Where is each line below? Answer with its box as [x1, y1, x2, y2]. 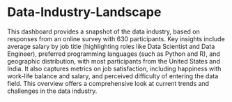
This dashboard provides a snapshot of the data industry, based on [7, 27, 201, 36]
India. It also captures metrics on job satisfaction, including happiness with [7, 64, 222, 73]
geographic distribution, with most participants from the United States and [7, 57, 221, 65]
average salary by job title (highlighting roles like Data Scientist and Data [7, 42, 215, 50]
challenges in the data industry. [7, 87, 98, 95]
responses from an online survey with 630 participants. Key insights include [7, 34, 225, 43]
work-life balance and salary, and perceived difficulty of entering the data [7, 71, 219, 80]
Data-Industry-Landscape [7, 4, 162, 20]
